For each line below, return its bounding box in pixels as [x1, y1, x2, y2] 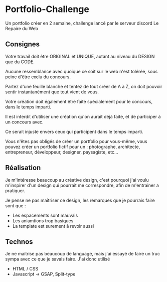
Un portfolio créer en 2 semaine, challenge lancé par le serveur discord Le [5, 20, 159, 26]
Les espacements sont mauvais [12, 212, 78, 218]
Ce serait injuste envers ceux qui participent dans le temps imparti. [5, 128, 143, 134]
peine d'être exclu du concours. [5, 74, 71, 80]
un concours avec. [5, 119, 44, 125]
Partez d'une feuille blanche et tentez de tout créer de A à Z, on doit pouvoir [5, 83, 162, 89]
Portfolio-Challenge [5, 4, 89, 15]
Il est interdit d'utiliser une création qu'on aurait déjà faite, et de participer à [5, 113, 161, 119]
